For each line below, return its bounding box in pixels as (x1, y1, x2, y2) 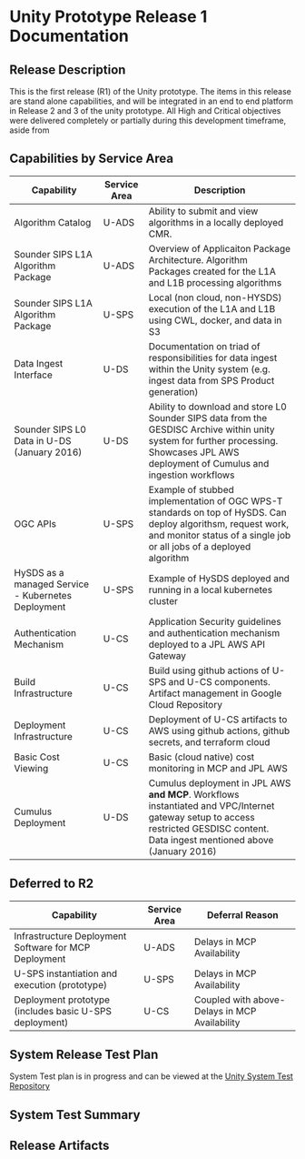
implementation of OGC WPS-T (148, 494, 283, 507)
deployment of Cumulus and (148, 457, 270, 469)
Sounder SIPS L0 (14, 423, 86, 436)
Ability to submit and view (148, 205, 259, 217)
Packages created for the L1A (148, 265, 277, 277)
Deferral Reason (207, 908, 279, 921)
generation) (148, 385, 199, 398)
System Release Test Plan (9, 1047, 159, 1063)
